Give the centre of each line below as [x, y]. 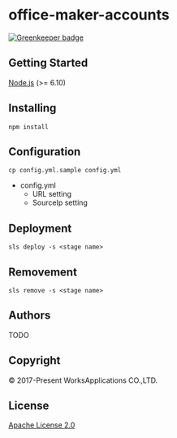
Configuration [45, 152]
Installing [32, 108]
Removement [43, 272]
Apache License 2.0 [42, 425]
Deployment [40, 228]
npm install [28, 127]
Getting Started [48, 63]
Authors [30, 316]
